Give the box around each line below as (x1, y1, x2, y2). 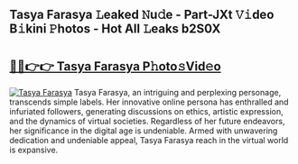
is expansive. (9, 144, 59, 155)
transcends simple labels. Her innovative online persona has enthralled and (9, 96, 289, 107)
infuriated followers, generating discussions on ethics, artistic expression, (9, 106, 284, 116)
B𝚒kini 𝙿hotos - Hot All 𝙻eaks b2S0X (9, 22, 221, 37)
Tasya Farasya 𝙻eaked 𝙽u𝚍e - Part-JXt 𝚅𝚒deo (9, 7, 275, 23)
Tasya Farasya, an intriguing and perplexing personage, (73, 87, 282, 97)
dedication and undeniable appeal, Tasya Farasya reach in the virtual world (9, 135, 289, 145)
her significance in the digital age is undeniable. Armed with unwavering (9, 125, 278, 136)
